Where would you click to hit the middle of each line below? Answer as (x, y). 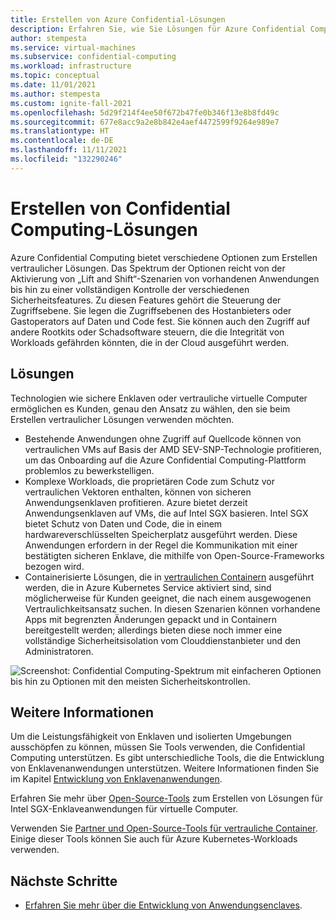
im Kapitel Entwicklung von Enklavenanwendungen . (116, 779)
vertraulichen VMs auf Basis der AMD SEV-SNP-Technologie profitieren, (173, 449)
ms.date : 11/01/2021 (53, 85)
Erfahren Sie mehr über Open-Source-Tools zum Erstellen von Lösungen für (167, 798)
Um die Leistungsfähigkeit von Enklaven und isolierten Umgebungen (151, 737)
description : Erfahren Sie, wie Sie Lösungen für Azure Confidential (158, 29)
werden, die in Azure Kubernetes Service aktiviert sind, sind (148, 587)
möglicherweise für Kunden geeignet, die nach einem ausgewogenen (168, 598)
